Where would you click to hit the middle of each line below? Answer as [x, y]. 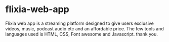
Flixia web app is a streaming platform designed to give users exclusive [80, 23]
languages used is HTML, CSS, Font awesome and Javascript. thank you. [81, 34]
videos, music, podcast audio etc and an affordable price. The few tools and [85, 28]
